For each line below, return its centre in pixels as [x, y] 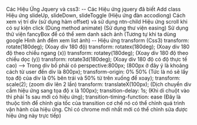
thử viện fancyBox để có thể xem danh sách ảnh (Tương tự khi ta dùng [91, 34]
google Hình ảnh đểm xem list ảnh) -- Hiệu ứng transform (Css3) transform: [98, 40]
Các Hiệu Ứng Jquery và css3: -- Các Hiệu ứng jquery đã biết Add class [94, 9]
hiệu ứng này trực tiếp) [34, 116]
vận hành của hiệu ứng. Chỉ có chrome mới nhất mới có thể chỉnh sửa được [97, 109]
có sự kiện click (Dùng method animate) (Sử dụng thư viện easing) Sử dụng [97, 28]
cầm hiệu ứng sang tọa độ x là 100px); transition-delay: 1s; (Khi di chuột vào [98, 91]
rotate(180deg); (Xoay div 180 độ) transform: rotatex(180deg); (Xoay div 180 [98, 47]
